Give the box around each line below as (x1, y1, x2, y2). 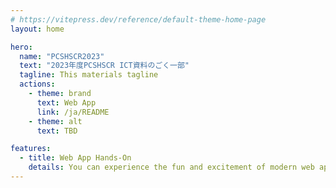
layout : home (10, 24, 65, 34)
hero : (10, 42, 33, 52)
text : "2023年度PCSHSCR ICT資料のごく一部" (19, 61, 190, 71)
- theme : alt (28, 116, 83, 126)
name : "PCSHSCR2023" (19, 51, 105, 61)
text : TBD (36, 126, 78, 136)
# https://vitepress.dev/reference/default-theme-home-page (10, 14, 267, 25)
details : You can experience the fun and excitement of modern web (28, 162, 315, 173)
